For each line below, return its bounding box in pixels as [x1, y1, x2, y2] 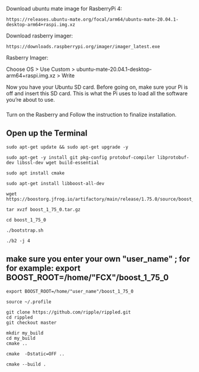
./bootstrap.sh [6, 227, 44, 233]
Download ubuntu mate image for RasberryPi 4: [6, 5, 123, 12]
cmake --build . [6, 361, 46, 367]
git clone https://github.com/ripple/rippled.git [6, 309, 131, 315]
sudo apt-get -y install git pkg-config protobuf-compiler [6, 154, 155, 160]
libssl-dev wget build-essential [17, 160, 99, 165]
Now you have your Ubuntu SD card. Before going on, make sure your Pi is [6, 83, 188, 90]
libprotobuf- [157, 154, 190, 160]
